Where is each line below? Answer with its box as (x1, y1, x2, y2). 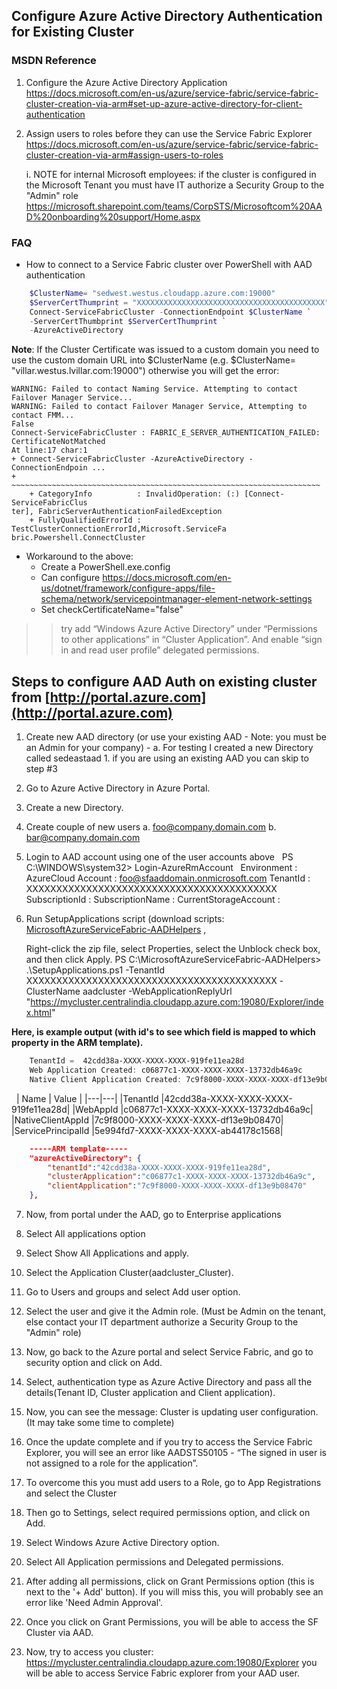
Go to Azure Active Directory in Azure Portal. (25, 782, 211, 794)
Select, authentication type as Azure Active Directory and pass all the (25, 1376, 313, 1388)
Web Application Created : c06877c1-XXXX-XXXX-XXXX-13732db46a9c (29, 1065, 303, 1076)
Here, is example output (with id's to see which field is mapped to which (11, 1026, 316, 1038)
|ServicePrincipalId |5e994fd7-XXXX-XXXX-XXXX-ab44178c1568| (11, 1124, 284, 1136)
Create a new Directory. (25, 802, 124, 814)
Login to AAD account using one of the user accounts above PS (25, 851, 294, 863)
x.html (25, 1007, 52, 1019)
